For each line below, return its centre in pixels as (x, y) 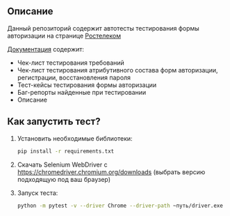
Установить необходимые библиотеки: (75, 138)
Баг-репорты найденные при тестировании (82, 92)
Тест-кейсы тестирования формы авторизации (87, 85)
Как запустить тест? (54, 122)
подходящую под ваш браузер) (64, 179)
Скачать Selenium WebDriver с (62, 164)
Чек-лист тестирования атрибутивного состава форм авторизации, (117, 70)
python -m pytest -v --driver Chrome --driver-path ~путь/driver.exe (120, 206)
